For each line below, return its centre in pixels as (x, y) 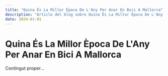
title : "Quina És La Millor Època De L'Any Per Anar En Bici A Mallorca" (84, 10)
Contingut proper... (25, 68)
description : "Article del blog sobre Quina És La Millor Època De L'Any (84, 14)
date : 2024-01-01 (23, 19)
